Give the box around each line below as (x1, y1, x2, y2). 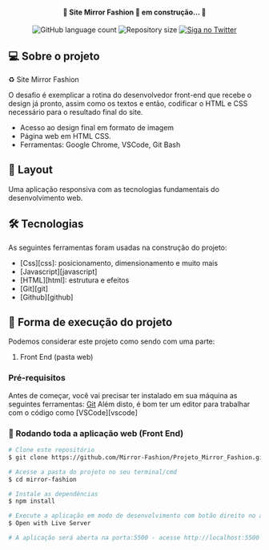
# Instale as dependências (8, 490, 98, 498)
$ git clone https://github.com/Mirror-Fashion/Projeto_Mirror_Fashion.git (8, 453, 267, 462)
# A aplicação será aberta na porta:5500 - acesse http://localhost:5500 (8, 534, 260, 542)
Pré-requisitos (8, 373, 66, 384)
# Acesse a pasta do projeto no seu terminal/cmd (8, 467, 178, 476)
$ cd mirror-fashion (8, 475, 78, 483)
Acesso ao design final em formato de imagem (19, 123, 175, 132)
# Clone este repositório (8, 446, 94, 454)
